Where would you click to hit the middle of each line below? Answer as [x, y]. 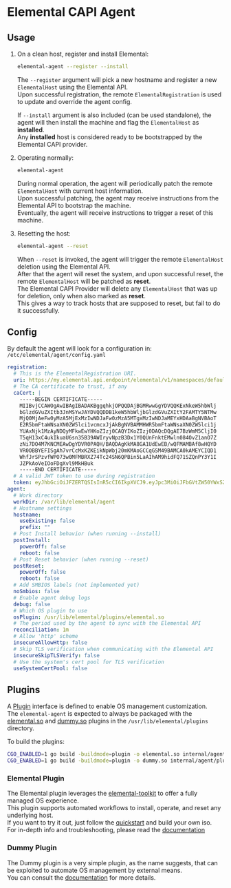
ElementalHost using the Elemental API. [73, 87]
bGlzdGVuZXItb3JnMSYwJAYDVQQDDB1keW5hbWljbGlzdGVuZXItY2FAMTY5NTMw [118, 412]
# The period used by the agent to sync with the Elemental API [107, 623]
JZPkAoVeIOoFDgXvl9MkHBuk [57, 463]
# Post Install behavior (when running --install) [87, 534]
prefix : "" [35, 528]
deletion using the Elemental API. [64, 267]
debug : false [32, 604]
